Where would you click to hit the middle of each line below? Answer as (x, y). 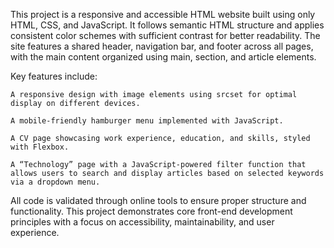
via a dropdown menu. (55, 182)
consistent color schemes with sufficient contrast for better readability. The (165, 35)
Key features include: (54, 76)
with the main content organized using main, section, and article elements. (163, 57)
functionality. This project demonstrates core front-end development (151, 211)
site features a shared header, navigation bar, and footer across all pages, (162, 46)
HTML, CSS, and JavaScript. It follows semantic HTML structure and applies (167, 25)
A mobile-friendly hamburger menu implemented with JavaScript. (147, 121)
